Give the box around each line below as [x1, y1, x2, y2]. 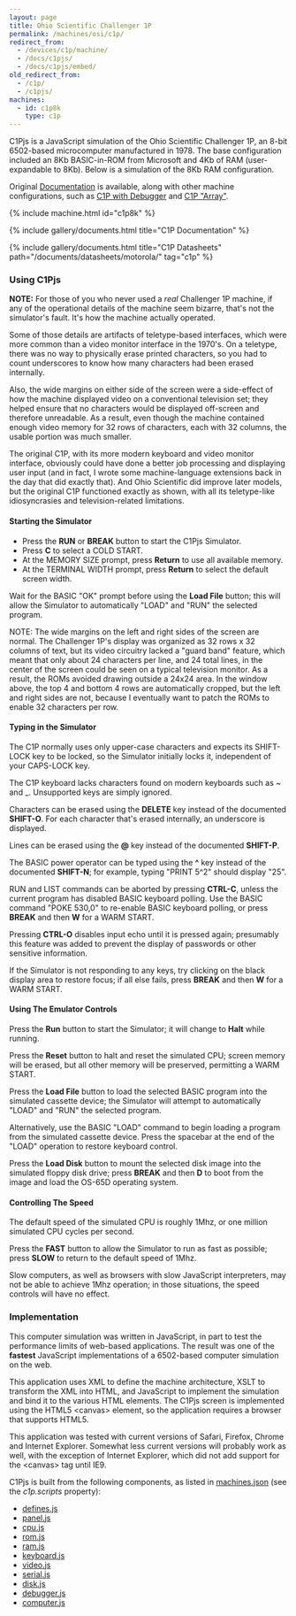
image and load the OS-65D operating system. [9, 1177, 178, 1188]
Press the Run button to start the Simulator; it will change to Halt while [9, 1024, 265, 1035]
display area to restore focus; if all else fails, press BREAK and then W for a [9, 974, 284, 985]
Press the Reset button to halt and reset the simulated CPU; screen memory [9, 1050, 285, 1061]
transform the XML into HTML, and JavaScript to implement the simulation [9, 1386, 280, 1397]
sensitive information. [9, 948, 88, 958]
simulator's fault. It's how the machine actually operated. [9, 312, 216, 323]
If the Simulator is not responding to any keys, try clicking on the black [9, 965, 266, 975]
